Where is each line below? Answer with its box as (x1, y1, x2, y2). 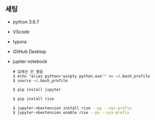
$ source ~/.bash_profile (12, 78, 68, 83)
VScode (12, 29, 30, 35)
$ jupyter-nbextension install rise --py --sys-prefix (12, 105, 132, 111)
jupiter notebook (12, 58, 47, 64)
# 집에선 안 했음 (12, 69, 43, 74)
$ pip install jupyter (12, 87, 61, 92)
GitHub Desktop (12, 48, 47, 55)
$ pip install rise (12, 96, 55, 101)
